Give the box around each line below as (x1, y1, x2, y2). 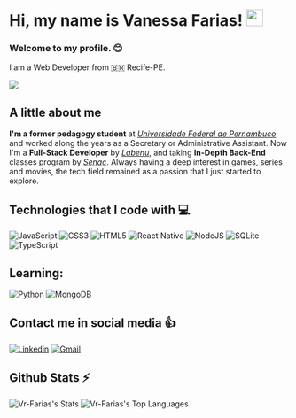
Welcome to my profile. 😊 (9, 43, 123, 55)
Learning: (9, 266, 64, 281)
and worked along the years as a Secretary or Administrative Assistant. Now (9, 138, 288, 149)
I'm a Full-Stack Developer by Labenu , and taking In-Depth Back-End (9, 147, 266, 159)
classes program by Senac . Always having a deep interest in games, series (9, 157, 284, 167)
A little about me (9, 104, 102, 120)
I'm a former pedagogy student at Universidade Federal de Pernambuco (9, 128, 277, 139)
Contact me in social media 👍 (9, 315, 177, 331)
